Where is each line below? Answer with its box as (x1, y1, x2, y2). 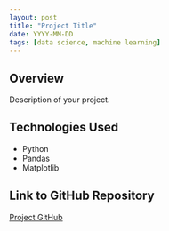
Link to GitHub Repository (9, 188, 155, 203)
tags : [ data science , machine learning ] (9, 37, 162, 47)
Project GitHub (9, 211, 64, 222)
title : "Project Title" (9, 21, 98, 30)
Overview (9, 70, 65, 85)
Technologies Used (9, 120, 118, 135)
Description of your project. (9, 94, 110, 105)
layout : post (9, 12, 58, 22)
